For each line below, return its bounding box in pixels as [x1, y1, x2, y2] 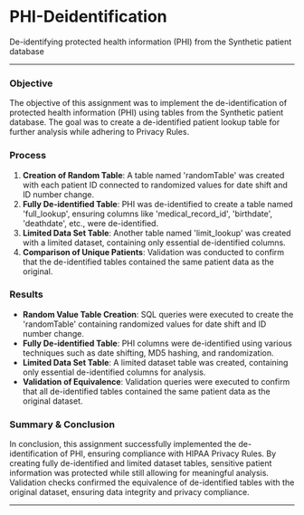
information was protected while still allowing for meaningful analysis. [9, 468, 270, 479]
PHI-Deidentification [9, 6, 167, 27]
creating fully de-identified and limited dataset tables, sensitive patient [9, 458, 272, 469]
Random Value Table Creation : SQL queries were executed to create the [22, 309, 294, 319]
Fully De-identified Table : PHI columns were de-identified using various [22, 338, 292, 348]
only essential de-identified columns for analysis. [22, 367, 206, 377]
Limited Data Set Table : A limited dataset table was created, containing [22, 357, 289, 367]
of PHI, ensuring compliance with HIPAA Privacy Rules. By [60, 448, 277, 459]
